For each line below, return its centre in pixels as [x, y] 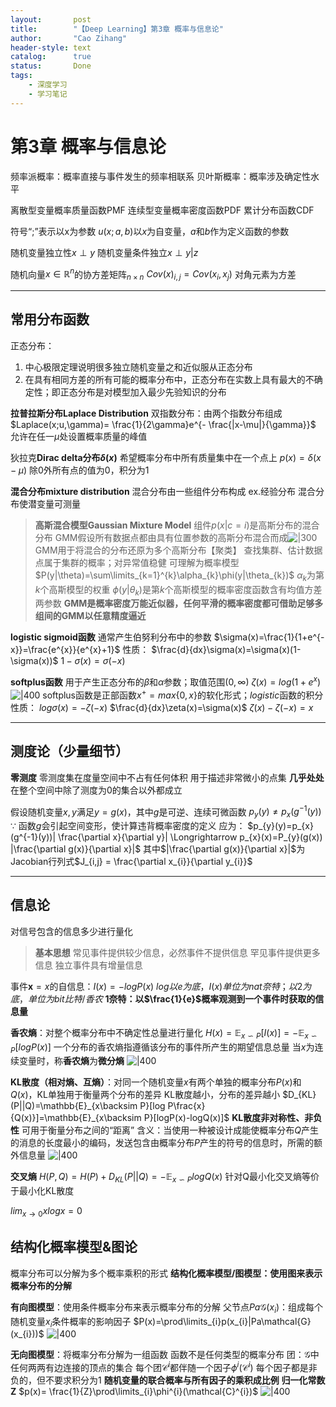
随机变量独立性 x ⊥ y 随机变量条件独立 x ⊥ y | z [104, 252]
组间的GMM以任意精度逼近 [90, 616]
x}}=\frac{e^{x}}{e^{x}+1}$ [65, 650]
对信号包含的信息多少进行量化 [71, 931]
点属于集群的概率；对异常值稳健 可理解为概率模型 [137, 562]
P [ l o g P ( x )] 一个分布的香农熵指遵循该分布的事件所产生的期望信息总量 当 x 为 [162, 1048]
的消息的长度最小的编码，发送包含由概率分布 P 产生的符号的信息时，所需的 [162, 1143]
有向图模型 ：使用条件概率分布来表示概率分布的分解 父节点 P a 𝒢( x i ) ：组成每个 [167, 1308]
